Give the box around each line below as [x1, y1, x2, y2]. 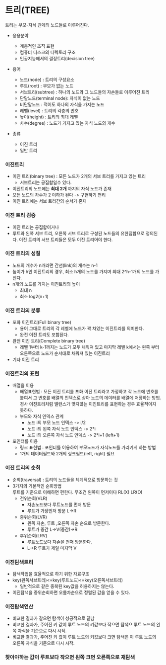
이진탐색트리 [5, 559, 34, 566]
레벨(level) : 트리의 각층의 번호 [19, 107, 79, 113]
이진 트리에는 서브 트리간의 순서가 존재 [12, 198, 87, 204]
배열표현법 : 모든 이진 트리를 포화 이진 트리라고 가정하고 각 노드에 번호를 [19, 389, 159, 395]
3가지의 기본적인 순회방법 [12, 483, 62, 489]
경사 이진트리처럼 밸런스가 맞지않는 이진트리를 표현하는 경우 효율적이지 [19, 401, 157, 407]
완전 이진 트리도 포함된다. [19, 332, 69, 338]
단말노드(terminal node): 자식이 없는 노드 [19, 95, 100, 101]
